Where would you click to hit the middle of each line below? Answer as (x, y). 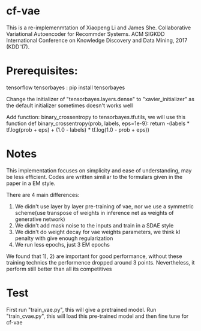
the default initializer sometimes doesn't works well (70, 105)
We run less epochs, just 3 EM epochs (62, 244)
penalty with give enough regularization (64, 238)
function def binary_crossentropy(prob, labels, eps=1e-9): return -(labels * (98, 123)
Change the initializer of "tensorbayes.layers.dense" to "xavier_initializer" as (100, 99)
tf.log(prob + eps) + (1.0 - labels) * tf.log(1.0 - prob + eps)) (78, 129)
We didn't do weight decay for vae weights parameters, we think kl (97, 232)
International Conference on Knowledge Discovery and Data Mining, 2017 (97, 40)
